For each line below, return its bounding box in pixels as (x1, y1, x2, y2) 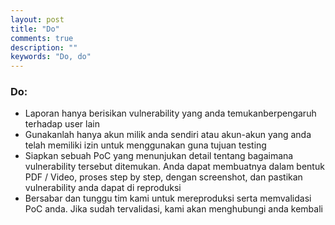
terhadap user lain (24, 118, 100, 130)
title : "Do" (10, 24, 60, 34)
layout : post (10, 14, 65, 25)
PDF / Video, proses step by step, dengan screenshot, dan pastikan (24, 171, 303, 183)
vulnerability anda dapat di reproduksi (24, 182, 182, 194)
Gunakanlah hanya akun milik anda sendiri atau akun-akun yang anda (24, 129, 312, 141)
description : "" (10, 42, 78, 53)
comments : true (10, 33, 74, 43)
